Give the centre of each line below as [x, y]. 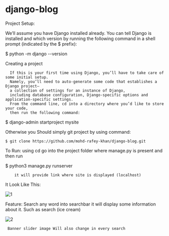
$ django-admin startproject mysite [42, 122]
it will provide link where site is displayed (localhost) [78, 175]
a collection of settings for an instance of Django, [68, 90]
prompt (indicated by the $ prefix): [41, 44]
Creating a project [24, 63]
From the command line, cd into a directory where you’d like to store [87, 104]
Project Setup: [20, 23]
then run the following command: [45, 112]
